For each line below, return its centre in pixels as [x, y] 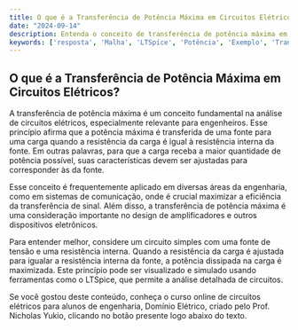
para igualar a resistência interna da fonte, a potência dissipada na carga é [145, 261]
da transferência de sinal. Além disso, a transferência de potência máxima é [148, 206]
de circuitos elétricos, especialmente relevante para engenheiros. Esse [138, 123]
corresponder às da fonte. [57, 170]
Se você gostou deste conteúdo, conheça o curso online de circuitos [135, 297]
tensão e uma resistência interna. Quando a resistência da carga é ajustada [147, 251]
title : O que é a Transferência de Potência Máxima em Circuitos [132, 17]
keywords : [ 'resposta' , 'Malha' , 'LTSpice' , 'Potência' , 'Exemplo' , [138, 42]
